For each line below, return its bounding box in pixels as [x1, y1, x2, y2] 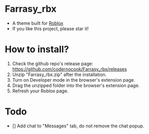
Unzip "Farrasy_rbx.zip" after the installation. [12, 71, 107, 78]
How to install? [5, 44, 70, 55]
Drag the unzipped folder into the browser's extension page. [12, 82, 140, 88]
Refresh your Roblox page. [12, 88, 69, 94]
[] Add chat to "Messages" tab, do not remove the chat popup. [12, 123, 144, 129]
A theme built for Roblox [12, 20, 63, 26]
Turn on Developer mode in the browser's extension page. [12, 76, 135, 83]
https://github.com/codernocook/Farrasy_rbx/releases [12, 66, 127, 72]
